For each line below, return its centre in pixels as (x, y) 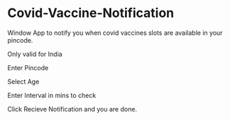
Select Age (23, 81)
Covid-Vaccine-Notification (91, 13)
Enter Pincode (28, 67)
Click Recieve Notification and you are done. (72, 109)
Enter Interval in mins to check (52, 95)
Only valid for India (35, 54)
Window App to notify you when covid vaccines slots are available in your (115, 33)
